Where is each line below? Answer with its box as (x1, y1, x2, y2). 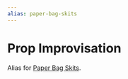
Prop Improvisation (7, 40, 122, 56)
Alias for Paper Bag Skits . (7, 64, 81, 72)
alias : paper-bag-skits (7, 10, 78, 17)
